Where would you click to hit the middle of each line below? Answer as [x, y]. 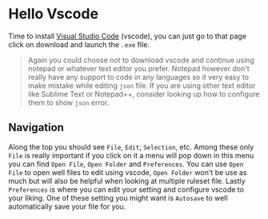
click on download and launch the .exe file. [79, 44]
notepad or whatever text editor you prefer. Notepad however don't [138, 68]
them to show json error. [68, 102]
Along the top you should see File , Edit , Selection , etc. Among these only [131, 147]
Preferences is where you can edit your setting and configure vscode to [126, 189]
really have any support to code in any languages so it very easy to [138, 77]
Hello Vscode [53, 14]
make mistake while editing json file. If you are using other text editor [142, 86]
